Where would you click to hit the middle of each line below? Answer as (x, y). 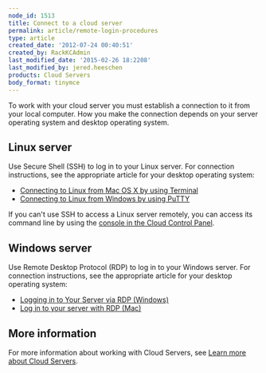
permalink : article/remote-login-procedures (83, 30)
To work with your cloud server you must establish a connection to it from (129, 105)
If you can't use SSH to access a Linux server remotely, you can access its (131, 214)
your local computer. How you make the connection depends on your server (133, 113)
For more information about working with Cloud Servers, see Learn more (127, 352)
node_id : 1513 (32, 16)
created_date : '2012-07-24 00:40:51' (71, 46)
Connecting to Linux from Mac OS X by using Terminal (109, 190)
